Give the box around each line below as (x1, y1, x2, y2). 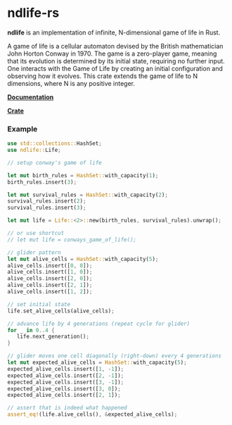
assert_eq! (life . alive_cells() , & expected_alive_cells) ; (7, 411, 178, 418)
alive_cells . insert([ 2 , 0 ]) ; (7, 275, 93, 282)
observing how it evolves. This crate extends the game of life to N (7, 72, 198, 80)
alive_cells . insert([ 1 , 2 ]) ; (7, 288, 93, 296)
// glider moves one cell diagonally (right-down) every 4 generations (7, 353, 221, 360)
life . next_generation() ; (16, 333, 90, 341)
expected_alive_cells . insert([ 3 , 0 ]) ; (7, 385, 121, 392)
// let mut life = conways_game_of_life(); (7, 236, 137, 243)
